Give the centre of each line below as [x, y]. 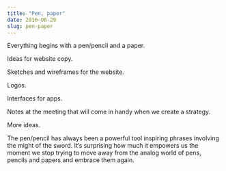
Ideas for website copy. [40, 59]
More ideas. [24, 125]
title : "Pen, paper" [37, 13]
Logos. [17, 85]
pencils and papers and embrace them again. [71, 160]
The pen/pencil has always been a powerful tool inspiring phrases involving [113, 138]
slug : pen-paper [30, 26]
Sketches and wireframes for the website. [66, 72]
